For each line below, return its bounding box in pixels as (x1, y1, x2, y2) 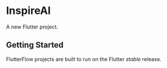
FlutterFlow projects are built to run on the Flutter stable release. (6, 55, 162, 62)
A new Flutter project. (6, 23, 59, 30)
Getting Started (6, 40, 64, 50)
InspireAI (6, 4, 51, 17)
